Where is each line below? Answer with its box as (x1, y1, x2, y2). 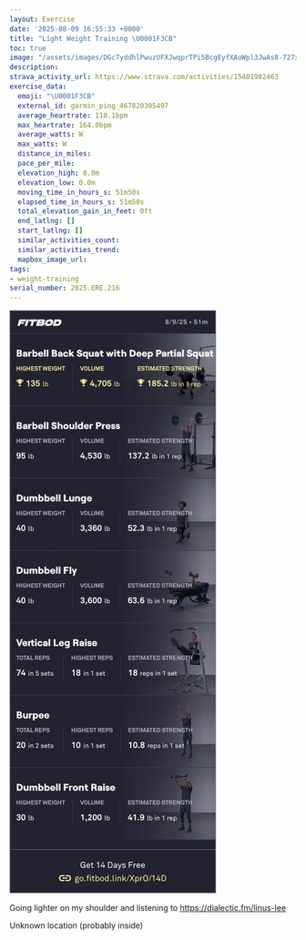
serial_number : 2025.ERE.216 (9, 283, 120, 293)
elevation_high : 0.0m (17, 169, 100, 178)
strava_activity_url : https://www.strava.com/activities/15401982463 (9, 73, 280, 82)
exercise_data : (9, 82, 67, 91)
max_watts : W (17, 139, 67, 149)
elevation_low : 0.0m (17, 178, 96, 187)
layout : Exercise (9, 15, 76, 24)
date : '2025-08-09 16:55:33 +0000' (9, 24, 145, 34)
